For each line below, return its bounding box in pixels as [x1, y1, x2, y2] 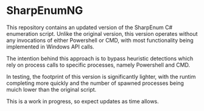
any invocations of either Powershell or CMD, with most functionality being [6, 36, 194, 44]
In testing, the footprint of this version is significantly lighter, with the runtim [6, 73, 196, 80]
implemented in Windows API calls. [6, 43, 94, 50]
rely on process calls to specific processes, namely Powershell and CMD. [6, 61, 191, 69]
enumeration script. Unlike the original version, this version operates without [6, 30, 198, 37]
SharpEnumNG [6, 4, 83, 18]
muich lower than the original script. [6, 86, 97, 93]
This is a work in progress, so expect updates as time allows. [6, 98, 160, 105]
